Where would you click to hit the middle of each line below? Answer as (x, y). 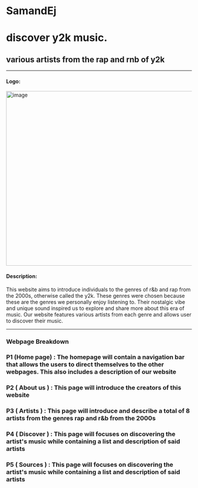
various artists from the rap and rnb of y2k (85, 59)
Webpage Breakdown (37, 341)
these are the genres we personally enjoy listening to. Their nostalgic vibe (96, 302)
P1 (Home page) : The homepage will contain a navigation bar (95, 357)
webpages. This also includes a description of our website (91, 372)
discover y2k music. (57, 38)
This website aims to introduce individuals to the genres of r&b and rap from (98, 289)
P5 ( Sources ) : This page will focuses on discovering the (90, 465)
